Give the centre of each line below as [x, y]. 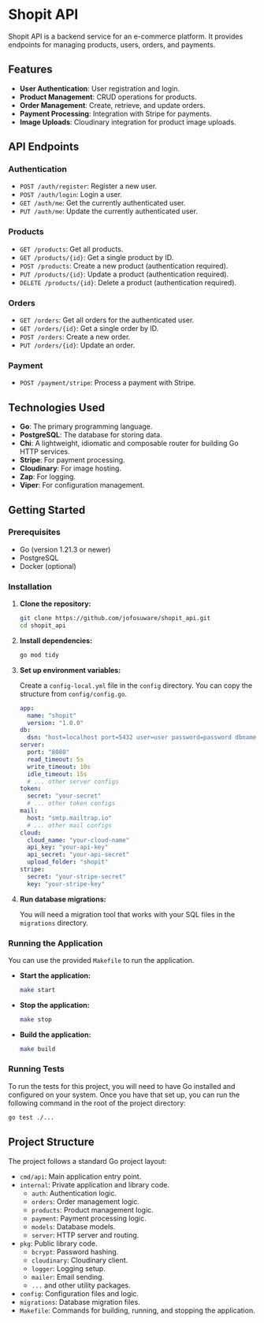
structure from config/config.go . [73, 693]
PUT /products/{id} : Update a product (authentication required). [124, 274]
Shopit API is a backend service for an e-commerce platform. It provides [126, 36]
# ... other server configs [73, 782]
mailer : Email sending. [68, 1277]
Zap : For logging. [48, 477]
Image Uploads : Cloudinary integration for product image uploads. [128, 122]
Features [30, 70]
